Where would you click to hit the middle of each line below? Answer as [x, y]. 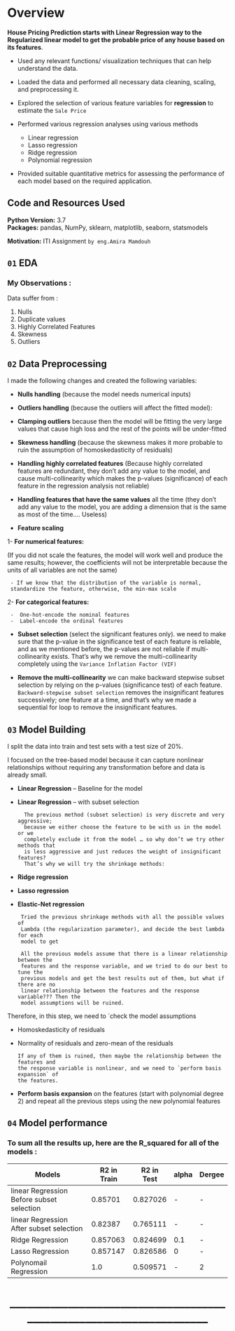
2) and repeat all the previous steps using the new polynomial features [119, 1101]
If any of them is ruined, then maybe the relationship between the [119, 1056]
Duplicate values [41, 319]
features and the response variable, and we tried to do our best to [124, 966]
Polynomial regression [60, 160]
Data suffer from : [33, 298]
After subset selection [47, 1228]
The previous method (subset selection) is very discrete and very [124, 815]
